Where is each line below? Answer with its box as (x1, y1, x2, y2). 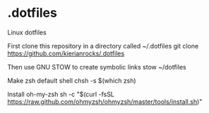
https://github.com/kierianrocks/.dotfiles (7, 49, 125, 58)
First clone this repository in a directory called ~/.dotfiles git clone (7, 41, 199, 50)
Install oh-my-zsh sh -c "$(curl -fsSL (7, 90, 115, 98)
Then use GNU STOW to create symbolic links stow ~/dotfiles (7, 62, 186, 71)
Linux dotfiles (7, 28, 47, 36)
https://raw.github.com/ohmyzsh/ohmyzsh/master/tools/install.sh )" (7, 97, 203, 106)
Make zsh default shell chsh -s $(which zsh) (7, 76, 136, 85)
